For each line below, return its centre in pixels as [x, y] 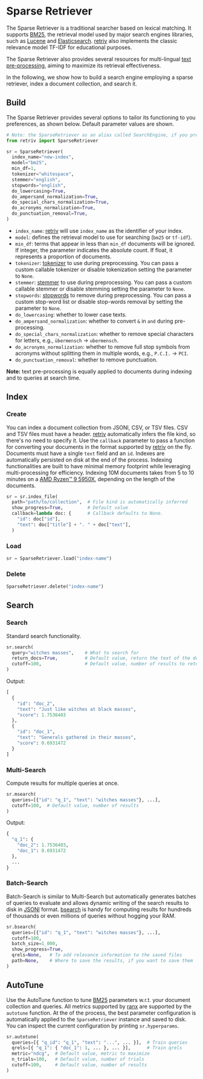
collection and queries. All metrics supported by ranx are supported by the [99, 1006]
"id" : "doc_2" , [36, 704]
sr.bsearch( [21, 927]
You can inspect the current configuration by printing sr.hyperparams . [93, 1026]
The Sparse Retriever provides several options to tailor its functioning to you [101, 117]
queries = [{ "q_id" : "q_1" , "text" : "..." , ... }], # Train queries [100, 1042]
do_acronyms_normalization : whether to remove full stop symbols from [102, 346]
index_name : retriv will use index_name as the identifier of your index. [99, 230]
